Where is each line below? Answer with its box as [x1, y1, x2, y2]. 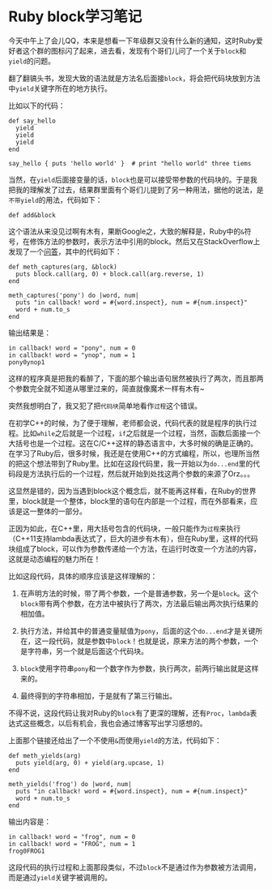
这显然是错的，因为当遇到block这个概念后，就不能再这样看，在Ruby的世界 [8, 486, 257, 496]
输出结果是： [8, 328, 51, 338]
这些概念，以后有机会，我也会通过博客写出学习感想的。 [22, 718, 207, 728]
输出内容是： [8, 816, 51, 826]
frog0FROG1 [8, 847, 45, 855]
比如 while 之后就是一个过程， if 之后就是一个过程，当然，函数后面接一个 [22, 428, 261, 438]
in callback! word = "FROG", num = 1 [8, 840, 136, 848]
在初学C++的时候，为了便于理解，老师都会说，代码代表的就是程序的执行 [8, 418, 250, 428]
